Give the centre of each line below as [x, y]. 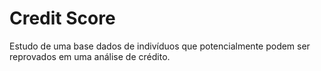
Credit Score [62, 18]
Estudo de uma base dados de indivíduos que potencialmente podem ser [160, 46]
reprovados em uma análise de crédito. [90, 56]
